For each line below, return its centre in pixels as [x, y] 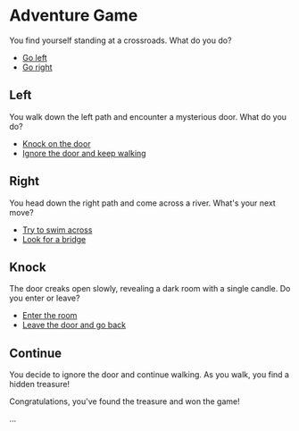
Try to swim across [57, 230]
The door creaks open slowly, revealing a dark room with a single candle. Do [150, 289]
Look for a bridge [54, 239]
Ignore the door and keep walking [84, 153]
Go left [34, 57]
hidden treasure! [39, 385]
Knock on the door [56, 143]
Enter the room [50, 316]
